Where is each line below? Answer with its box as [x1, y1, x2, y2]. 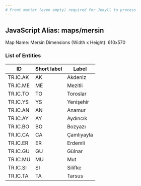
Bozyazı [67, 123, 86, 130]
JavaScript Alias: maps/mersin [5, 26, 104, 35]
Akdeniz [67, 74, 87, 81]
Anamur [67, 107, 86, 114]
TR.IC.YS [8, 98, 29, 105]
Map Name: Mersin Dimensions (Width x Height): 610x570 [5, 39, 126, 45]
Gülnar [67, 148, 83, 155]
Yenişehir [67, 98, 89, 105]
